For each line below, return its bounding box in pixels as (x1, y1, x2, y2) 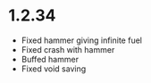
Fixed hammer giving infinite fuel (21, 35, 142, 46)
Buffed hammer (21, 54, 80, 64)
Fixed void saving (21, 63, 87, 74)
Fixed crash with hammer (21, 44, 115, 54)
